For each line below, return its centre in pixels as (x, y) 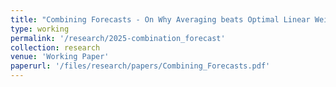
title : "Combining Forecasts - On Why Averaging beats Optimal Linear (160, 19)
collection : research (55, 47)
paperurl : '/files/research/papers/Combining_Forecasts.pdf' (140, 66)
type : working (40, 29)
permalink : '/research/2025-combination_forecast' (118, 38)
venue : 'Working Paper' (60, 57)
